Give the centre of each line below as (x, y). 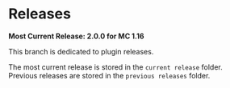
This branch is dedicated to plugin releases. (81, 51)
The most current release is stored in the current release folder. (116, 67)
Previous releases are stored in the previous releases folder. (109, 75)
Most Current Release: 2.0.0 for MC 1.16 (76, 36)
